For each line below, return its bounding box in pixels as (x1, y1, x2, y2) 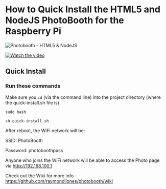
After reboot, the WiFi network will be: (5, 127, 85, 134)
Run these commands (5, 82, 61, 90)
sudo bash (5, 109, 27, 115)
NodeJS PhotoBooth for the (5, 14, 124, 26)
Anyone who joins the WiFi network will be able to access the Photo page (5, 157, 160, 163)
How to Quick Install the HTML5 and (5, 4, 161, 15)
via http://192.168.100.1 (5, 162, 52, 169)
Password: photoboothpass (5, 147, 63, 153)
